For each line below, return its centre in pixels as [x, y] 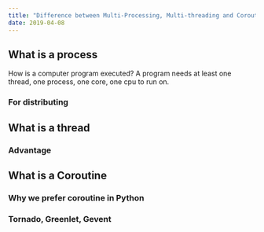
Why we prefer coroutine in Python [76, 197]
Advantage [30, 150]
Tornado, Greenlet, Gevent [60, 219]
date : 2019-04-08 [37, 23]
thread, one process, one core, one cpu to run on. [89, 82]
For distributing [38, 102]
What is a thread [49, 128]
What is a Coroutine [58, 175]
